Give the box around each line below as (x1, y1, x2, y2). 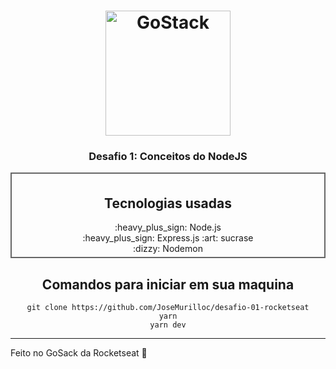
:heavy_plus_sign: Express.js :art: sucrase (82, 232, 254, 244)
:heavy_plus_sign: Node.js (114, 221, 222, 234)
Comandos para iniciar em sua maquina (41, 276, 295, 293)
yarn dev (149, 320, 187, 330)
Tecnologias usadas (104, 195, 232, 212)
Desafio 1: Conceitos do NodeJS (88, 150, 248, 164)
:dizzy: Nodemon (133, 243, 203, 255)
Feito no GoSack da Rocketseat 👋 (10, 347, 148, 359)
